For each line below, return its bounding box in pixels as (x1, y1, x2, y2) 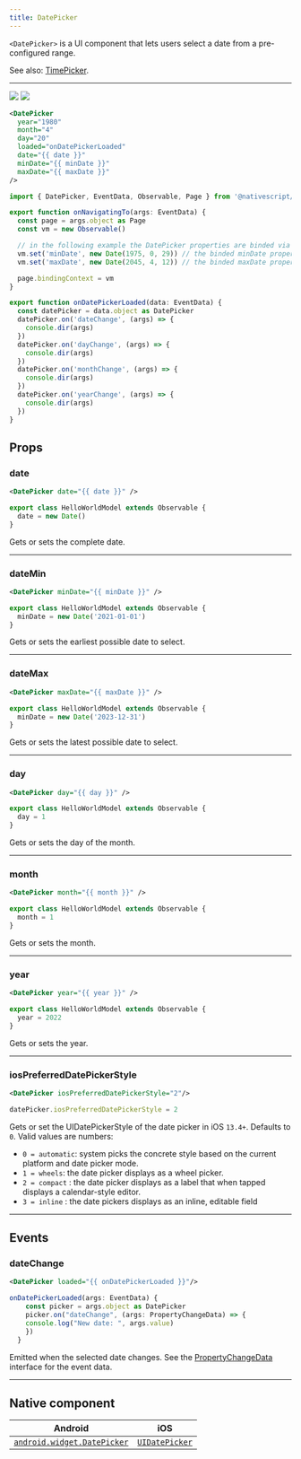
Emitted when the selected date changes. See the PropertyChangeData (9, 1351, 273, 1362)
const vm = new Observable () (17, 225, 126, 234)
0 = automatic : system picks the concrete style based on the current (21, 1148, 277, 1158)
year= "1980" (17, 118, 63, 127)
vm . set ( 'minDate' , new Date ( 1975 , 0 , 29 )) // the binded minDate (17, 249, 267, 258)
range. (51, 47, 76, 58)
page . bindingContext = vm (17, 274, 115, 283)
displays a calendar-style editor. (21, 1186, 142, 1197)
